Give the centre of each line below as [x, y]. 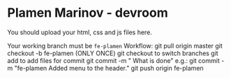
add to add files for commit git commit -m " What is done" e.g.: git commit [113, 60]
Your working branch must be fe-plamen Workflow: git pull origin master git [115, 45]
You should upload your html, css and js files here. [80, 32]
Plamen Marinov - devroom [88, 13]
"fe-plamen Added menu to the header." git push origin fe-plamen [109, 68]
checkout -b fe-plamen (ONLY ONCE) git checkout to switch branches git [113, 53]
